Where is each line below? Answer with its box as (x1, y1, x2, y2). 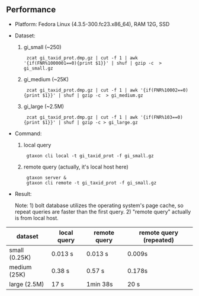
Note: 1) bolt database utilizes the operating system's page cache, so (14, 202, 184, 209)
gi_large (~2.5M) (23, 103, 64, 110)
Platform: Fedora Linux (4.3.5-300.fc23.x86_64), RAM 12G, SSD (14, 20, 170, 27)
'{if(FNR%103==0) (140, 114, 184, 120)
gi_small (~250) (23, 43, 62, 50)
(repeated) (143, 235, 174, 244)
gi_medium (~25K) (23, 75, 69, 82)
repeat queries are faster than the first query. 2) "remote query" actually (14, 208, 191, 215)
